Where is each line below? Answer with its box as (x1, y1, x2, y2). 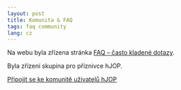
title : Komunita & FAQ (7, 17, 73, 24)
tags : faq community (7, 23, 67, 30)
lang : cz (7, 29, 33, 37)
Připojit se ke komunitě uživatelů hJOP (7, 75, 117, 84)
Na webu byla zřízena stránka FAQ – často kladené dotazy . (7, 48, 175, 57)
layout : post (7, 10, 45, 17)
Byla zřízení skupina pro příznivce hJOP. (7, 62, 123, 70)
